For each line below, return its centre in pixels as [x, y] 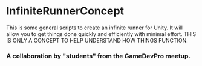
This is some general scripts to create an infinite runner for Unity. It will [95, 28]
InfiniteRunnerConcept [65, 11]
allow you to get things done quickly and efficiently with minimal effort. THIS [101, 34]
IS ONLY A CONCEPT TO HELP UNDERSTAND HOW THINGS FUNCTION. [97, 40]
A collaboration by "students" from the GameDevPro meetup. [99, 56]
